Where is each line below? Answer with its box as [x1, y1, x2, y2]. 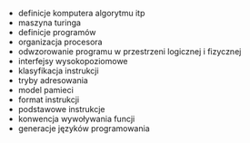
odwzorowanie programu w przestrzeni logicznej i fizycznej [17, 46, 242, 57]
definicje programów [17, 27, 96, 37]
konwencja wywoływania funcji [17, 113, 135, 124]
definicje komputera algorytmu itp [17, 8, 145, 18]
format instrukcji [17, 94, 80, 105]
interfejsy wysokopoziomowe [17, 56, 128, 66]
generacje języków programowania [17, 123, 150, 134]
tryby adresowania [17, 75, 88, 85]
